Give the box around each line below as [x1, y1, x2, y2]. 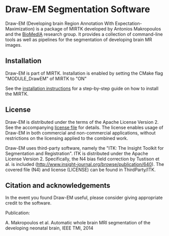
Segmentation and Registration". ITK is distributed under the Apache [5, 150, 148, 156]
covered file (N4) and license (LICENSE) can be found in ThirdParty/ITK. [5, 166, 156, 173]
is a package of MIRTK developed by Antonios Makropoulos [36, 25, 161, 31]
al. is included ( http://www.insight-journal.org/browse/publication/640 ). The [5, 161, 164, 167]
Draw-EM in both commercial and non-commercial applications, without [5, 129, 156, 136]
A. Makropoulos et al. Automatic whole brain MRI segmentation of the [5, 220, 151, 226]
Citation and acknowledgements [5, 181, 111, 190]
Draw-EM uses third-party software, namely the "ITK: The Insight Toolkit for [5, 145, 164, 151]
